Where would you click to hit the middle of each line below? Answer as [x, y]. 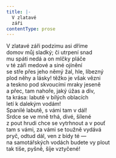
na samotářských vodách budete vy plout [58, 142]
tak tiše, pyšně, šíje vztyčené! [43, 149]
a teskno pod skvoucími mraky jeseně [54, 85]
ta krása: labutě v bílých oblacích [48, 97]
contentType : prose [31, 29]
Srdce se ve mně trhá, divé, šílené [49, 117]
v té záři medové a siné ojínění [44, 65]
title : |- [19, 12]
